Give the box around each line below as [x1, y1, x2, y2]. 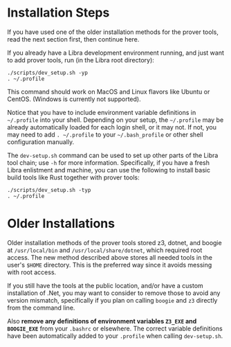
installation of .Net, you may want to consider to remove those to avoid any [7, 289, 221, 297]
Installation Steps [7, 5, 110, 21]
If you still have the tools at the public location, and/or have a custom [7, 281, 204, 290]
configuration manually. [7, 137, 75, 146]
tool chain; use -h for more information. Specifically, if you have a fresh [7, 158, 210, 167]
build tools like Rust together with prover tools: [7, 173, 140, 181]
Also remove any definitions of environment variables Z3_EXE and [7, 317, 197, 325]
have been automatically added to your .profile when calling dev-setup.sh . [7, 331, 223, 340]
